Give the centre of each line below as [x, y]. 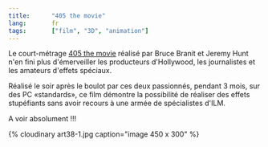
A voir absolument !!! [43, 119]
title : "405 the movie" [57, 16]
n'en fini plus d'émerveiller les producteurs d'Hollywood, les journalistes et [132, 62]
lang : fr [34, 23]
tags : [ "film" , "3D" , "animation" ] [79, 31]
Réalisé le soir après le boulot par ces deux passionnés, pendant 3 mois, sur [134, 86]
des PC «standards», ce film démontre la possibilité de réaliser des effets [129, 95]
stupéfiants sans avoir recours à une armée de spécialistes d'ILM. [117, 103]
